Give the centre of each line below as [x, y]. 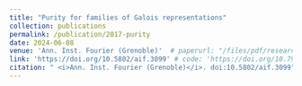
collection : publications [58, 26]
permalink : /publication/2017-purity [80, 34]
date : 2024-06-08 [42, 43]
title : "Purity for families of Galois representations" [118, 17]
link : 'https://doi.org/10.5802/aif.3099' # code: [106, 59]
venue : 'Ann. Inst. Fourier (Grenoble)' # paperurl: [112, 51]
